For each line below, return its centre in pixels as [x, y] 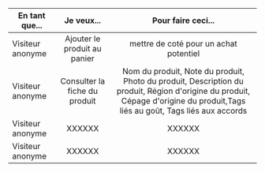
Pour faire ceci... [184, 21]
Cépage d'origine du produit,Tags [183, 101]
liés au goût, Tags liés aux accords [183, 111]
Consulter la [82, 81]
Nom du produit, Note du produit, [183, 71]
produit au [82, 49]
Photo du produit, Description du [184, 81]
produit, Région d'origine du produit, [183, 91]
